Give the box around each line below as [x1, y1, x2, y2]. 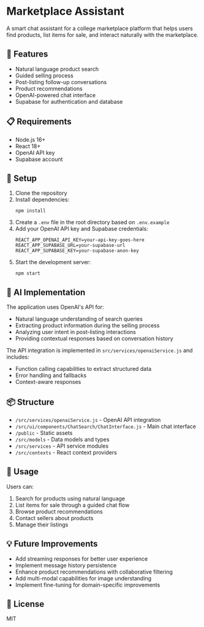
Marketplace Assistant [6, 4, 124, 18]
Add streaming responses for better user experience [15, 555, 148, 563]
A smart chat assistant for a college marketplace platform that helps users [6, 25, 193, 32]
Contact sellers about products [15, 514, 94, 521]
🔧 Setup [6, 173, 37, 184]
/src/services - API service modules [15, 442, 109, 450]
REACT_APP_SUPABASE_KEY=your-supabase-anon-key [15, 247, 139, 254]
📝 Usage [6, 467, 39, 477]
